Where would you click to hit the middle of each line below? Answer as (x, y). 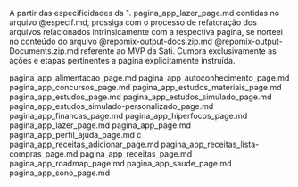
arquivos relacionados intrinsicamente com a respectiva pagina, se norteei (146, 32)
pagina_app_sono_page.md (59, 173)
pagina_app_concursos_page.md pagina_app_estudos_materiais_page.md (146, 87)
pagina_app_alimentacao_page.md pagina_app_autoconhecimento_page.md (149, 78)
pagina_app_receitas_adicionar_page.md (84, 144)
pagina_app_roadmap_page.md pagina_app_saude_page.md (120, 163)
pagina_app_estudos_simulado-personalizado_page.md (112, 106)
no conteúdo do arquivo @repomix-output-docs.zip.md (111, 41)
